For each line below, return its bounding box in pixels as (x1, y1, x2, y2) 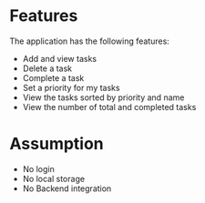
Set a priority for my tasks (22, 82, 120, 93)
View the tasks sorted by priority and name (22, 92, 185, 103)
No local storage (22, 173, 85, 184)
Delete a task (22, 63, 73, 74)
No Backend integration (22, 183, 112, 194)
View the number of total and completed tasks (22, 101, 197, 112)
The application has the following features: (9, 36, 170, 46)
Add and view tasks (22, 53, 97, 64)
